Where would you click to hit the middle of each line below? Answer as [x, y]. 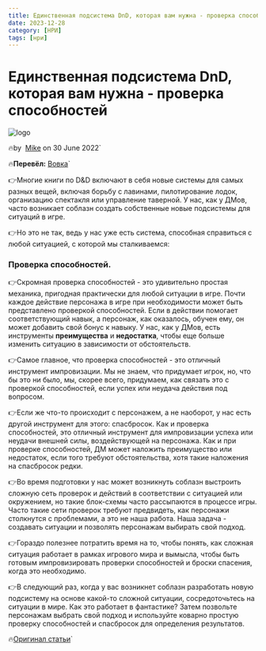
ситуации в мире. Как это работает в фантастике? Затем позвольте [123, 607]
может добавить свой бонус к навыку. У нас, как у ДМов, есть [114, 327]
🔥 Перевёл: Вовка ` [40, 164]
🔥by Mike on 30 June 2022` [55, 148]
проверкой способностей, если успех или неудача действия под [118, 389]
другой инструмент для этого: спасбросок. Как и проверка [109, 424]
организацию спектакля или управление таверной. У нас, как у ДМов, [128, 200]
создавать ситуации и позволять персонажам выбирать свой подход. [127, 527]
